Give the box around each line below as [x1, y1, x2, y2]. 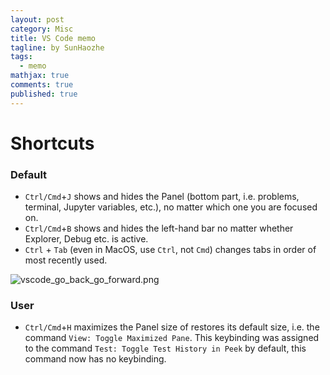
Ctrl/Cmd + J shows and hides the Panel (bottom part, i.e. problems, [24, 191, 300, 203]
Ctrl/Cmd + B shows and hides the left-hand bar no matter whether [24, 222, 294, 235]
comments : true [10, 80, 74, 90]
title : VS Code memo [10, 33, 97, 43]
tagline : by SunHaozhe [10, 42, 105, 53]
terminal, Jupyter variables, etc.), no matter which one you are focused [24, 201, 318, 213]
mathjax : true [10, 71, 70, 81]
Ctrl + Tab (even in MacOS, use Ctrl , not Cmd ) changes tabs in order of [24, 244, 317, 256]
